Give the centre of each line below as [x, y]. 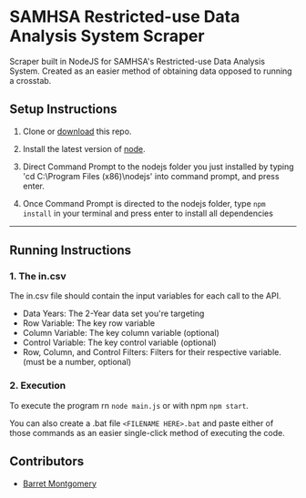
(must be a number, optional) [77, 362]
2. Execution [38, 386]
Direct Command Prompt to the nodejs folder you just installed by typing [158, 167]
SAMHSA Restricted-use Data [125, 17]
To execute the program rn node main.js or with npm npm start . [129, 405]
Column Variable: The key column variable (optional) [121, 333]
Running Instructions [71, 251]
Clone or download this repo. [77, 131]
